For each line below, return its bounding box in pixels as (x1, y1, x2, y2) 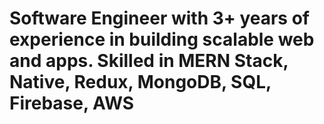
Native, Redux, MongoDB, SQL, (9, 71, 272, 94)
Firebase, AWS (9, 92, 135, 115)
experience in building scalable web (9, 28, 315, 51)
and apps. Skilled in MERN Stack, (9, 50, 289, 72)
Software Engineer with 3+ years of (9, 7, 310, 30)
